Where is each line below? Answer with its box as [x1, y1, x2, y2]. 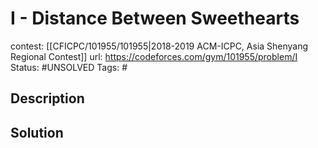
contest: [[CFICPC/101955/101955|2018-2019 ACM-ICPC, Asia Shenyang [10, 40, 309, 52]
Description [10, 90, 85, 107]
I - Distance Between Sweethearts [10, 7, 300, 30]
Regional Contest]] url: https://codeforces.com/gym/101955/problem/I [10, 50, 298, 62]
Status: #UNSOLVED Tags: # [10, 61, 128, 73]
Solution [10, 124, 64, 141]
